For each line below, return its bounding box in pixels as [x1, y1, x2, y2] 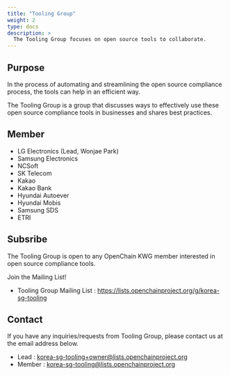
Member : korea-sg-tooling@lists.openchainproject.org [17, 360, 176, 369]
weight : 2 [7, 17, 36, 24]
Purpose [7, 62, 45, 74]
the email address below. [7, 340, 79, 348]
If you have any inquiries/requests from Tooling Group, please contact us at [7, 332, 224, 340]
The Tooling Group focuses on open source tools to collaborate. [13, 36, 207, 43]
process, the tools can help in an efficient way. [7, 87, 141, 96]
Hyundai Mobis [17, 199, 61, 207]
